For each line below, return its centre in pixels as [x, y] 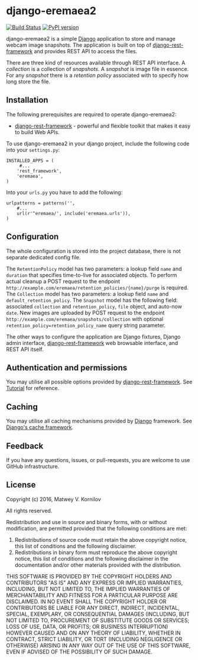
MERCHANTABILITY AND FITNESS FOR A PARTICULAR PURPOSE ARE [92, 595]
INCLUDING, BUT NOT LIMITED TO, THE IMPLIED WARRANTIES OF [88, 589]
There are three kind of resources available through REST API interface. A [96, 63]
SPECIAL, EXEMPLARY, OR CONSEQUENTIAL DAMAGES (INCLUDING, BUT [98, 614]
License [21, 485]
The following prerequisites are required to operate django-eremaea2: [91, 114]
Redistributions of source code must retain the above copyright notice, [101, 539]
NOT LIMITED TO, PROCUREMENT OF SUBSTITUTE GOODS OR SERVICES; [98, 620]
